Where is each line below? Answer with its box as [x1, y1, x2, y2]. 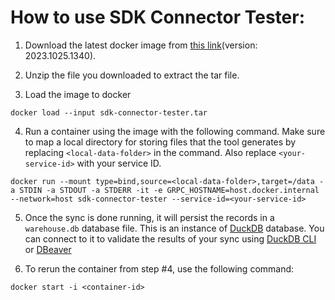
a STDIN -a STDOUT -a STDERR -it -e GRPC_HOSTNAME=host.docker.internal [10, 185, 320, 195]
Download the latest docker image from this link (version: [24, 39, 258, 51]
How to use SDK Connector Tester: [10, 6, 306, 29]
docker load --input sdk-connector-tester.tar [10, 107, 208, 118]
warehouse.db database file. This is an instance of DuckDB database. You [24, 222, 325, 234]
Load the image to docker [24, 88, 132, 100]
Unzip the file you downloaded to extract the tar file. [24, 69, 240, 81]
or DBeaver [24, 243, 72, 255]
